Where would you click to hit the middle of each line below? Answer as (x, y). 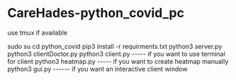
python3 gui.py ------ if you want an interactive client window (97, 69)
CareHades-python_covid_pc (96, 13)
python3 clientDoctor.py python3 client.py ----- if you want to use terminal (116, 54)
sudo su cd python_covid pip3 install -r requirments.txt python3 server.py (115, 46)
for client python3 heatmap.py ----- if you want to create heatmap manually (118, 61)
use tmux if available (38, 33)
